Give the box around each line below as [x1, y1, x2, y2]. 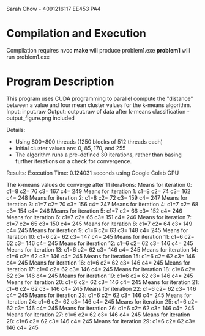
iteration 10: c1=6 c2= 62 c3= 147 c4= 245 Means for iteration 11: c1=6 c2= [6, 233, 195, 240]
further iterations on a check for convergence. [15, 157, 132, 164]
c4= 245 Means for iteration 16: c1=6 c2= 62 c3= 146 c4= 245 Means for [6, 259, 191, 266]
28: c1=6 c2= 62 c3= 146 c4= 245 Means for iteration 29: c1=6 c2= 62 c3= [6, 317, 196, 324]
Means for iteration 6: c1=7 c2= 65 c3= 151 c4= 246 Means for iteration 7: [6, 213, 192, 221]
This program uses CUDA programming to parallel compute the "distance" [6, 95, 194, 102]
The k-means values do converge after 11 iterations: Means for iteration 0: [6, 181, 192, 188]
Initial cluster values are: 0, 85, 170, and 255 [15, 144, 126, 152]
